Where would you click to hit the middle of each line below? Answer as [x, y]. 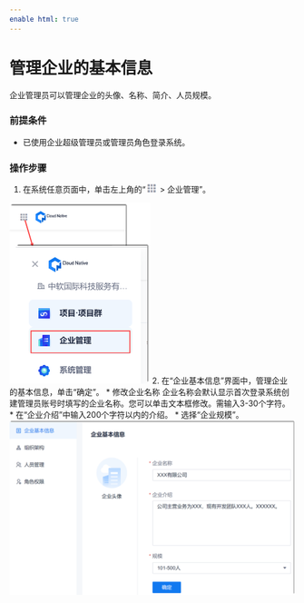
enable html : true [44, 19]
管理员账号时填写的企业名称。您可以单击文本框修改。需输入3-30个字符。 [153, 403]
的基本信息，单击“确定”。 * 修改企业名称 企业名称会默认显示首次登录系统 [146, 391]
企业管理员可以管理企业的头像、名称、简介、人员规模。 [113, 94]
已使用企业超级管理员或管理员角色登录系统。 [106, 142]
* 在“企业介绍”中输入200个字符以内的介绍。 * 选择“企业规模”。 [127, 414]
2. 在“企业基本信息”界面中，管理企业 [220, 381]
